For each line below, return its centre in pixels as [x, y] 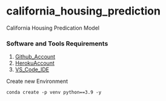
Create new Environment [37, 81]
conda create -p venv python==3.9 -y [54, 93]
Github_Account [35, 57]
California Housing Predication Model [53, 28]
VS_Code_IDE [32, 70]
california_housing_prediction [83, 11]
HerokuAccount [35, 63]
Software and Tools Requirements [57, 44]
